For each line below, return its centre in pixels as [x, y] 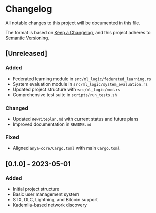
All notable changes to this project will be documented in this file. [73, 23]
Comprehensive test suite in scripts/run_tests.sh [65, 95]
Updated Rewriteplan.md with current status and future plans [75, 119]
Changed [17, 108]
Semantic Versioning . [27, 38]
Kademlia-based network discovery [50, 205]
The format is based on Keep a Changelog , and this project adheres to [78, 32]
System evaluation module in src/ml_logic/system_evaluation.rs [80, 84]
